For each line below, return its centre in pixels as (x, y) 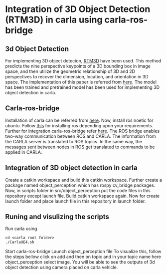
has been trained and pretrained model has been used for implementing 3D (83, 87)
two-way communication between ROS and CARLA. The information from (81, 136)
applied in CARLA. (24, 152)
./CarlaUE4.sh (20, 242)
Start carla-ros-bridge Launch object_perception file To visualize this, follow (83, 252)
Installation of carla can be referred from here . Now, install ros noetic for (79, 120)
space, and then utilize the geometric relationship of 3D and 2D (70, 71)
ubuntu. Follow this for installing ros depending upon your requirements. (79, 125)
